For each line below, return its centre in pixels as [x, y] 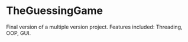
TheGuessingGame [55, 11]
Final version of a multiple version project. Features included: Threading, [94, 27]
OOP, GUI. [19, 33]
